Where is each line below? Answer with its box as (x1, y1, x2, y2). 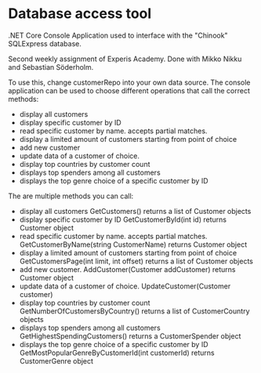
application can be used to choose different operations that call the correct (8, 85, 251, 95)
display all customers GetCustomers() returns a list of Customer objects (19, 206, 252, 215)
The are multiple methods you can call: (8, 191, 134, 201)
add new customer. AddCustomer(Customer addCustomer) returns (19, 264, 237, 274)
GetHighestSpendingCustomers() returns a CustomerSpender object (19, 331, 241, 341)
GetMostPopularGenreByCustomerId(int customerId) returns (19, 348, 216, 357)
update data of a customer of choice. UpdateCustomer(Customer (19, 281, 231, 291)
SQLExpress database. (8, 38, 82, 48)
